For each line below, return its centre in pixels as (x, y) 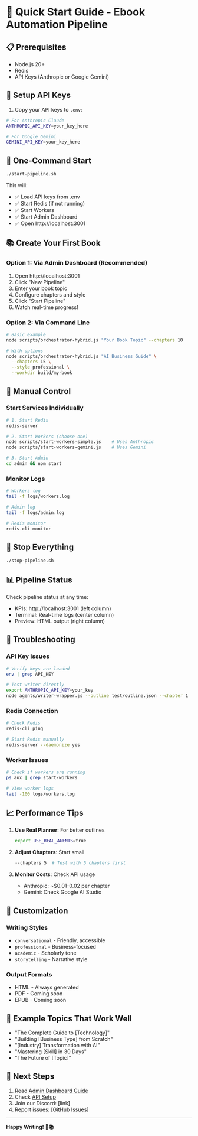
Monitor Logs (26, 479)
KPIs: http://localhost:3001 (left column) (63, 608)
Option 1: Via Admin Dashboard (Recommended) (77, 263)
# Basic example (26, 334)
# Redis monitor (26, 523)
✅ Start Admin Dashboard (46, 217)
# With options (25, 351)
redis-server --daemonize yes (43, 745)
